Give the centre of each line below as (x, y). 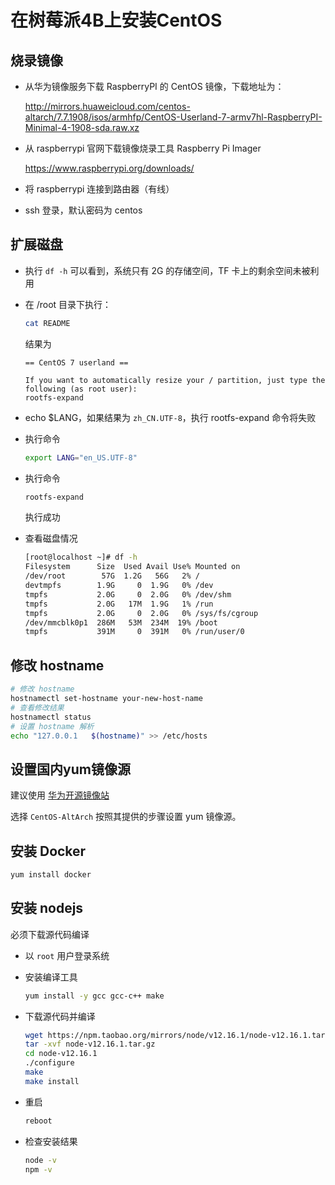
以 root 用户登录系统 (67, 955)
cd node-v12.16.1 (61, 1054)
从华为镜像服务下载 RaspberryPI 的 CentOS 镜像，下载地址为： (154, 86)
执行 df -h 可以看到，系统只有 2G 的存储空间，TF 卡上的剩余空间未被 (167, 270)
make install (52, 1081)
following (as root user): (81, 389)
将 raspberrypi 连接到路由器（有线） (99, 189)
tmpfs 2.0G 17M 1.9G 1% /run (119, 604)
